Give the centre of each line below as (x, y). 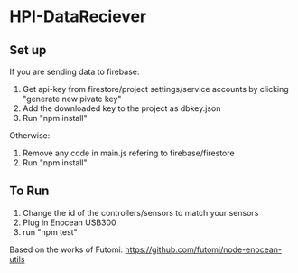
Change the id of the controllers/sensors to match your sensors (140, 212)
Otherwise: (30, 136)
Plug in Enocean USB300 (69, 222)
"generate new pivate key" (72, 99)
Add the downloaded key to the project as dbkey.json (121, 108)
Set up (28, 50)
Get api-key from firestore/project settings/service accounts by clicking (155, 89)
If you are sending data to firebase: (74, 71)
